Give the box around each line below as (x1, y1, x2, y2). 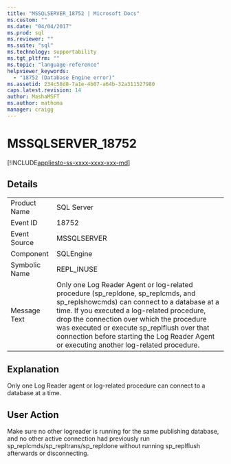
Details (7, 178, 38, 190)
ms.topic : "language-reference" (7, 61, 100, 68)
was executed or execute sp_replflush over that (56, 323, 210, 333)
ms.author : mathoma (7, 100, 63, 107)
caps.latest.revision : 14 (7, 87, 81, 94)
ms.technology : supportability (7, 49, 97, 56)
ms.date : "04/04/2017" (7, 23, 72, 30)
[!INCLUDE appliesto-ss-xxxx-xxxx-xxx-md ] (7, 158, 131, 167)
